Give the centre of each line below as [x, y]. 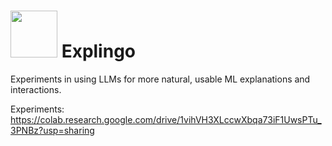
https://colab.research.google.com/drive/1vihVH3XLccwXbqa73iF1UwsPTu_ [166, 119]
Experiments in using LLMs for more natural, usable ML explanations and [160, 79]
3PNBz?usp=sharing [52, 130]
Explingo [99, 51]
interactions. [36, 89]
